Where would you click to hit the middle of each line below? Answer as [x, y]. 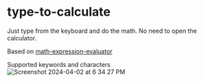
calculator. [22, 38]
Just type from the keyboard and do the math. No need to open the [102, 31]
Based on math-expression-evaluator [60, 51]
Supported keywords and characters [59, 64]
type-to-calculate [59, 12]
